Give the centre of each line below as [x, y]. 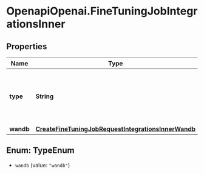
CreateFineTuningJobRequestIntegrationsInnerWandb [116, 129]
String [45, 96]
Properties [27, 46]
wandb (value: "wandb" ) [42, 165]
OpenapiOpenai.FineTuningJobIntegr [102, 11]
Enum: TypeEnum [40, 151]
